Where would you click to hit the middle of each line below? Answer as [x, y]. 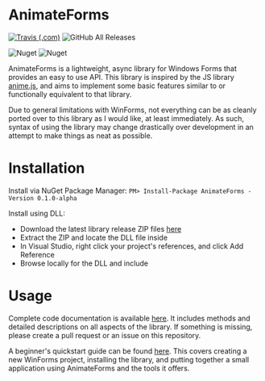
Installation [47, 168]
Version [21, 198]
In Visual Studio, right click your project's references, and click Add [132, 246]
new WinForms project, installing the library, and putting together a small [129, 359]
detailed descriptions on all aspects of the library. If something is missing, [130, 327]
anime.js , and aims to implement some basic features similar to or [117, 86]
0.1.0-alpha [58, 198]
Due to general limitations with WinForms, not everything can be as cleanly [132, 110]
